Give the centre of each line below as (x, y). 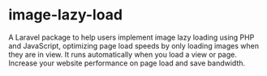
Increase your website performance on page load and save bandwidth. (127, 63)
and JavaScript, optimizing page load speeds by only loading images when (134, 45)
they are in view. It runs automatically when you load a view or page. (123, 54)
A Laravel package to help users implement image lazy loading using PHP (131, 37)
